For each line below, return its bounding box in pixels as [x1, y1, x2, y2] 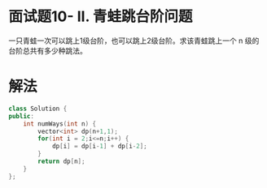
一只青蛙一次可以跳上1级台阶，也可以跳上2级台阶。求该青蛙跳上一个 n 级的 [8, 36, 260, 45]
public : [8, 112, 35, 120]
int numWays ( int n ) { [23, 119, 96, 128]
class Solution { [8, 105, 68, 113]
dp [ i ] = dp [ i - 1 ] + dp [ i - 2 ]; [51, 143, 148, 151]
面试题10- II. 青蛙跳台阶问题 [8, 7, 193, 26]
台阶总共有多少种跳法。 [8, 45, 87, 55]
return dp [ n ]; [37, 157, 85, 165]
